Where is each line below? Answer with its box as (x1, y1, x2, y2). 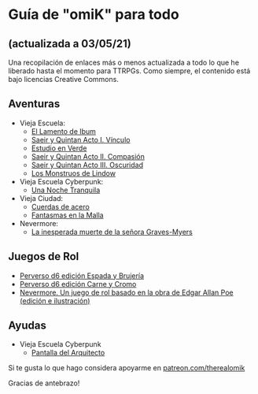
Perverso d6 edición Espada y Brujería (19, 270, 144, 281)
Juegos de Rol (8, 250, 79, 263)
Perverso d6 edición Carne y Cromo (19, 279, 137, 288)
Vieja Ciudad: (19, 193, 64, 203)
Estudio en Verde (31, 143, 87, 153)
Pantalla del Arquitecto (31, 348, 105, 358)
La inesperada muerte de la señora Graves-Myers (31, 227, 193, 236)
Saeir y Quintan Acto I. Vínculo (31, 135, 131, 144)
